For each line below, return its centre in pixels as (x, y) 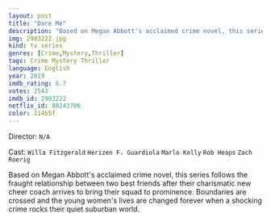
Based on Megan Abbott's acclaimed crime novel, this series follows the (128, 175)
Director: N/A (29, 136)
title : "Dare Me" (38, 23)
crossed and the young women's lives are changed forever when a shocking (135, 200)
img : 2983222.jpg (38, 38)
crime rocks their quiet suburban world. (74, 209)
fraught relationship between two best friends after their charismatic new (130, 183)
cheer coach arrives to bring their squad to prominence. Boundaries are (127, 192)
